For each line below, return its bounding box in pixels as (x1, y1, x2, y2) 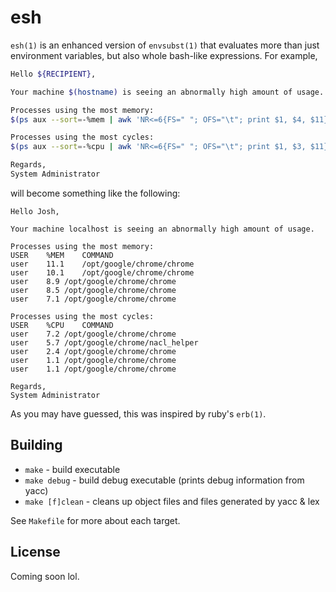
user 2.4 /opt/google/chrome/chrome (10, 346, 177, 356)
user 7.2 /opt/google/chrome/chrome (10, 329, 177, 339)
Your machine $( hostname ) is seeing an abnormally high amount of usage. (10, 87, 325, 97)
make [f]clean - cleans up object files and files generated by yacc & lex (24, 495, 320, 507)
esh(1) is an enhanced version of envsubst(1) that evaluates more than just (10, 39, 320, 51)
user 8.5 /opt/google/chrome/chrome (10, 285, 177, 295)
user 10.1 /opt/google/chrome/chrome (10, 267, 195, 278)
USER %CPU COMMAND (10, 320, 114, 330)
